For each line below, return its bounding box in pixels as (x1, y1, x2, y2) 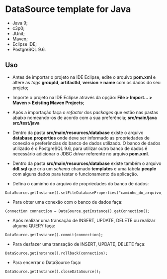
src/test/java (12, 120, 40, 126)
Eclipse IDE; (12, 41, 37, 47)
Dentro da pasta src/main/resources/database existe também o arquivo (12, 160, 162, 166)
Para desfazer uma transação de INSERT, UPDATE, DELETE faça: (12, 241, 146, 247)
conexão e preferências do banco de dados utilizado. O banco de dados (12, 140, 161, 146)
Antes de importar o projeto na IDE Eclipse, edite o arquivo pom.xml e (12, 74, 156, 80)
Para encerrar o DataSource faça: (12, 259, 82, 265)
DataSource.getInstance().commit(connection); (5, 232, 103, 237)
